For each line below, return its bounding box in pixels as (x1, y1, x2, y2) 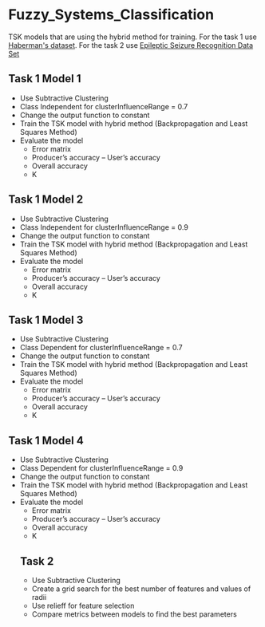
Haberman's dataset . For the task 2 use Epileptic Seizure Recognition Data (8, 40, 254, 49)
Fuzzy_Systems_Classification (8, 6, 214, 24)
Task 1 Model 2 (8, 193, 84, 207)
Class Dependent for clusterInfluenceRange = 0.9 (19, 463, 184, 473)
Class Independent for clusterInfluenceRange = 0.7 (19, 101, 188, 111)
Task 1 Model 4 (8, 433, 84, 448)
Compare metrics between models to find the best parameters (31, 609, 237, 619)
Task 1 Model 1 (8, 72, 81, 85)
